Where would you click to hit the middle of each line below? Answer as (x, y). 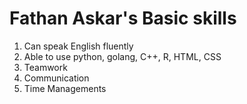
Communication (56, 78)
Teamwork (45, 67)
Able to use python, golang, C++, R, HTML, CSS (122, 56)
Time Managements (65, 88)
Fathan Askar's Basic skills (123, 18)
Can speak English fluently (78, 46)
